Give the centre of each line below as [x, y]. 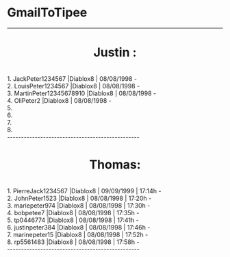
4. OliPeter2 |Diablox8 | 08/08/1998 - [59, 100]
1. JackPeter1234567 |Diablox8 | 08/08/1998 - [72, 78]
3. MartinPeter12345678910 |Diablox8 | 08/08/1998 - [81, 93]
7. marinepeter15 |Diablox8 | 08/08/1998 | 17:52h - [78, 234]
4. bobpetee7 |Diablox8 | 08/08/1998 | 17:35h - [73, 212]
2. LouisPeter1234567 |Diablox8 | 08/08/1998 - [74, 86]
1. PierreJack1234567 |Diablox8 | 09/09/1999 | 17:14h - [85, 191]
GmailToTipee [47, 13]
